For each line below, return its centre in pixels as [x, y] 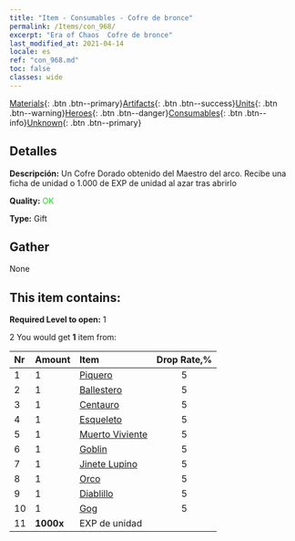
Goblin [93, 450]
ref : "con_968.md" [44, 60]
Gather [30, 247]
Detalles [33, 151]
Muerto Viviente [113, 434]
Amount [53, 359]
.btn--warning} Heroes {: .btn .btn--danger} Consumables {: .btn [126, 113]
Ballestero [101, 390]
